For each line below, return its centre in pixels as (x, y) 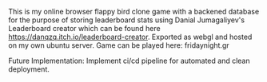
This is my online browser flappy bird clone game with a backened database (134, 12)
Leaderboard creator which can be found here (85, 28)
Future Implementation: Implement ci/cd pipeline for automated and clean (129, 61)
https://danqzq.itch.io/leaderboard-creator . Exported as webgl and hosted (130, 37)
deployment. (29, 69)
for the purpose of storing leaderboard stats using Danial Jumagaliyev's (127, 20)
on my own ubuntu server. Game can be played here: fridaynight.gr (119, 45)
